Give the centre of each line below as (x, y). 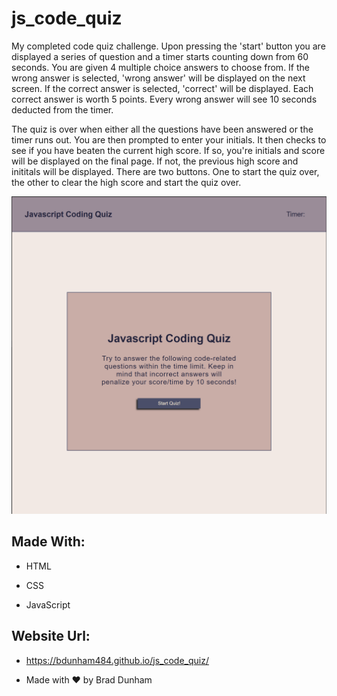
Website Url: (51, 636)
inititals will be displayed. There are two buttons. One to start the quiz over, (165, 171)
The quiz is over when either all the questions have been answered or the (162, 129)
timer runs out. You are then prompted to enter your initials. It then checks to (169, 139)
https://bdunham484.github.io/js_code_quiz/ (117, 660)
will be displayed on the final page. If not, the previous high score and (155, 161)
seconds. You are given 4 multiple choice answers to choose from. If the (161, 67)
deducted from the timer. (62, 109)
